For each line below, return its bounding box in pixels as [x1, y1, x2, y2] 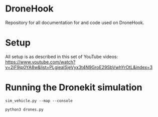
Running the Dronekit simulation [5, 82, 142, 93]
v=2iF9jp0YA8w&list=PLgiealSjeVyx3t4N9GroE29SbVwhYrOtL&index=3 [5, 64, 153, 70]
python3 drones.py [5, 107, 44, 112]
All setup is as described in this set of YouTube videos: [5, 53, 118, 59]
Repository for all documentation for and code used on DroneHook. [5, 19, 144, 25]
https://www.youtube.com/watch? [5, 58, 76, 65]
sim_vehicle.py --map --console [5, 98, 73, 103]
